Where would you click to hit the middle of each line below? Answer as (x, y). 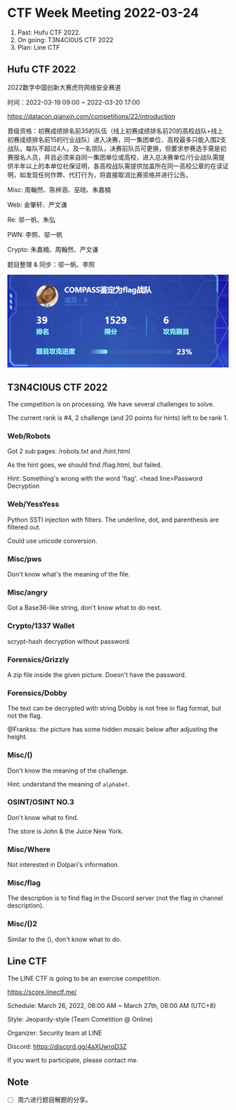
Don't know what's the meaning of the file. (69, 574)
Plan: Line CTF (39, 47)
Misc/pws (25, 559)
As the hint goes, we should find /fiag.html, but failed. (85, 465)
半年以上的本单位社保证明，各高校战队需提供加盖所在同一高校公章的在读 (118, 166)
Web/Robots (29, 436)
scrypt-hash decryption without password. (69, 641)
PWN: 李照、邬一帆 (35, 234)
